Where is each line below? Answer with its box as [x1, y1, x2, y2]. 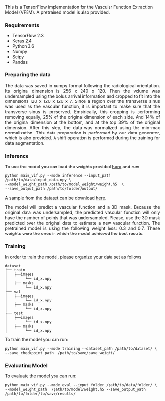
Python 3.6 [12, 43, 34, 49]
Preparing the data [5, 71, 51, 78]
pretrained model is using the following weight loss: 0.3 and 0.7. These [5, 225, 160, 231]
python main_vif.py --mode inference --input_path [5, 173, 111, 178]
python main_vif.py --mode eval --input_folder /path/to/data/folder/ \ [5, 383, 157, 388]
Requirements [5, 22, 40, 29]
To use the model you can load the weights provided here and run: [5, 164, 140, 169]
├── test [5, 311, 23, 316]
